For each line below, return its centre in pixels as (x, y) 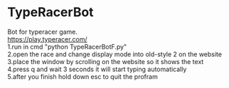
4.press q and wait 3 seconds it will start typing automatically (97, 69)
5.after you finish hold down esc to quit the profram (82, 76)
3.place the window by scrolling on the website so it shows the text (106, 61)
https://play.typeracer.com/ (47, 39)
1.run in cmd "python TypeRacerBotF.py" (67, 46)
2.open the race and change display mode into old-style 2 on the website (115, 54)
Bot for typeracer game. (43, 32)
